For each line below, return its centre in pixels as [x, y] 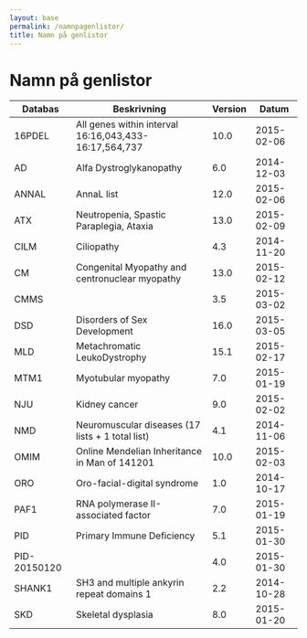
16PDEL [32, 136]
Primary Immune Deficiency [136, 536]
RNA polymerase [112, 504]
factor [138, 516]
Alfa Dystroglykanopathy [129, 168]
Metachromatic [109, 346]
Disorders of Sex [112, 320]
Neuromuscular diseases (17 [138, 425]
